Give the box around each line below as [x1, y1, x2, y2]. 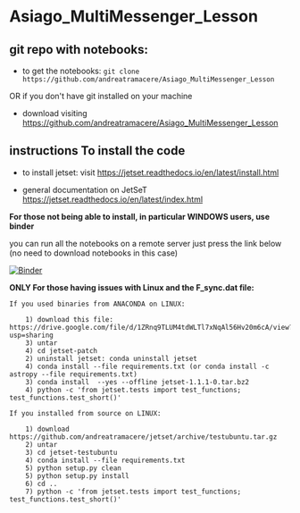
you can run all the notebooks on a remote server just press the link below [9, 238, 282, 248]
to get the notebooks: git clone [21, 65, 140, 76]
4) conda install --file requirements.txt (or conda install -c [25, 362, 270, 371]
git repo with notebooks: [9, 42, 149, 57]
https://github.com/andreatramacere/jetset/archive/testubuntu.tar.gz [9, 432, 278, 442]
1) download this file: [25, 315, 114, 324]
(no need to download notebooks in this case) [9, 248, 179, 258]
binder [9, 221, 35, 231]
